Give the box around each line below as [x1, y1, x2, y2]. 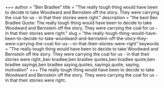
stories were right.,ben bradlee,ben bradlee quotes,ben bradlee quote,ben [5, 57, 156, 62]
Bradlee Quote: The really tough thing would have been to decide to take [5, 20, 152, 26]
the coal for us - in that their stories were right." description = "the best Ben [5, 15, 158, 20]
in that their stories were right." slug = [5, 30, 82, 36]
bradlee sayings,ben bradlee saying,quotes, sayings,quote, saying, [5, 61, 140, 67]
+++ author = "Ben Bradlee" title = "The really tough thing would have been [5, 4, 158, 10]
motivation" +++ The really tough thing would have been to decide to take [5, 67, 155, 73]
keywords [139, 41, 160, 46]
